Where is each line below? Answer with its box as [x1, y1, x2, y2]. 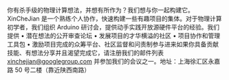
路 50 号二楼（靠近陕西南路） [7, 66, 91, 74]
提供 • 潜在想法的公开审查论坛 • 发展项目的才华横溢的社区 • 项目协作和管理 [7, 31, 221, 40]
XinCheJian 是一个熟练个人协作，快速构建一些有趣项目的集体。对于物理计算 [7, 14, 222, 23]
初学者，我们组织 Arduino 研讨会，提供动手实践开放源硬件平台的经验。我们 [7, 23, 220, 31]
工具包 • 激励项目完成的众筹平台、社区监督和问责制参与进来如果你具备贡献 [7, 40, 219, 48]
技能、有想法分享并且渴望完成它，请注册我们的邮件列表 [7, 49, 164, 57]
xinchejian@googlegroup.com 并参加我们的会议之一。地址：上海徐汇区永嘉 [7, 57, 221, 65]
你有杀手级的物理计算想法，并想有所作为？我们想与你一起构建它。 [7, 6, 194, 14]
